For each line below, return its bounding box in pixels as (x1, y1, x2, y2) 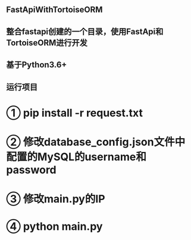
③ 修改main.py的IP (6, 192, 105, 206)
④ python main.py (6, 220, 103, 233)
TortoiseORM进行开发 (6, 38, 88, 48)
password (6, 163, 57, 176)
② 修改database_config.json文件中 (6, 135, 186, 148)
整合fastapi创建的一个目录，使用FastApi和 (6, 26, 164, 36)
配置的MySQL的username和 (6, 150, 147, 163)
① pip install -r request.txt (6, 106, 143, 120)
